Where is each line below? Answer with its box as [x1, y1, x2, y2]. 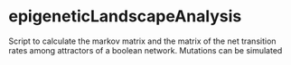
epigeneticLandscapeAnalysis [8, 6, 242, 27]
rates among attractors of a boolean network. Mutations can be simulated [8, 45, 283, 55]
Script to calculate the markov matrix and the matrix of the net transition [8, 36, 277, 46]
